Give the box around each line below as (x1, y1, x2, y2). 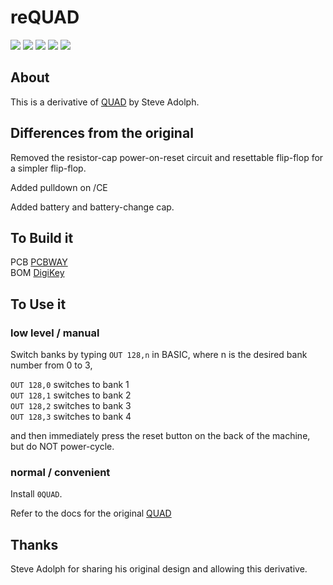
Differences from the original (10, 125, 194, 142)
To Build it (10, 229, 74, 246)
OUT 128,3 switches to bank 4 (10, 411, 132, 423)
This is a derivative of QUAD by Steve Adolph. (10, 96, 200, 108)
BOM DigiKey (10, 267, 65, 279)
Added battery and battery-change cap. (10, 201, 175, 213)
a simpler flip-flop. (10, 162, 87, 174)
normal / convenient (10, 465, 111, 479)
